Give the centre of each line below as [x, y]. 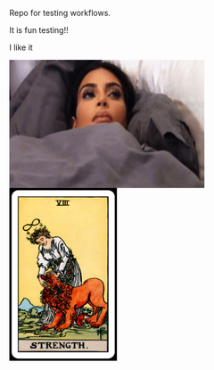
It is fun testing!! [39, 30]
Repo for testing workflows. [60, 13]
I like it [21, 47]
